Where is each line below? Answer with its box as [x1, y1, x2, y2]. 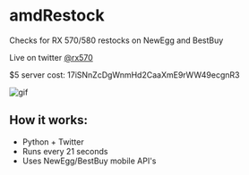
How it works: [9, 112, 88, 128]
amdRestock [9, 5, 105, 26]
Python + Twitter [21, 136, 84, 147]
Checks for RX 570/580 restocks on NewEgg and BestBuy [9, 35, 224, 46]
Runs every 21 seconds [21, 146, 108, 156]
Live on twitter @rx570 [9, 52, 94, 62]
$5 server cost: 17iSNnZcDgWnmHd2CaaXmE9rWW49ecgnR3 [9, 69, 240, 80]
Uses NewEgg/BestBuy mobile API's [21, 155, 157, 166]
